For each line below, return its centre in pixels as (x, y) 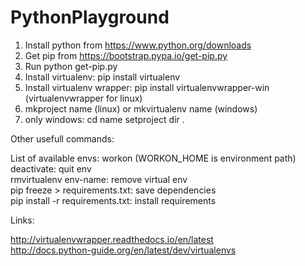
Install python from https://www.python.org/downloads (138, 45)
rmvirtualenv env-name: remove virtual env (99, 179)
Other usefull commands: (62, 138)
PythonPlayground (90, 17)
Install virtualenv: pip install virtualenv (102, 77)
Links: (22, 220)
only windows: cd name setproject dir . (104, 119)
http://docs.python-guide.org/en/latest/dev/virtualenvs (123, 250)
